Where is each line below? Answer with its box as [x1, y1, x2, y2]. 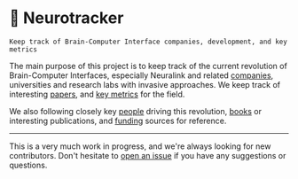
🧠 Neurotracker [9, 8, 124, 28]
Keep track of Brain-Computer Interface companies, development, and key [9, 37, 288, 46]
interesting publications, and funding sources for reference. [9, 115, 227, 126]
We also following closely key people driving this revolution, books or [9, 105, 263, 116]
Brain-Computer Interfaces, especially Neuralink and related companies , [9, 70, 274, 81]
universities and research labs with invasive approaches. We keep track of [9, 79, 281, 89]
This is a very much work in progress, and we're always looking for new [9, 141, 271, 152]
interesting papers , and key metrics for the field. [9, 89, 185, 99]
